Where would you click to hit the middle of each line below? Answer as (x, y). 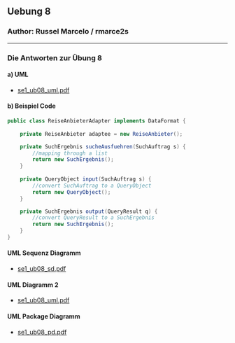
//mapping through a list (70, 153)
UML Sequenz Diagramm (44, 253)
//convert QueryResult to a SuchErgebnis (94, 218)
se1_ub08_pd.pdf (42, 332)
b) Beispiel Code (31, 106)
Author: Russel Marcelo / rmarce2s (68, 31)
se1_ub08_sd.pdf (42, 269)
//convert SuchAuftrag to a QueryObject (92, 185)
